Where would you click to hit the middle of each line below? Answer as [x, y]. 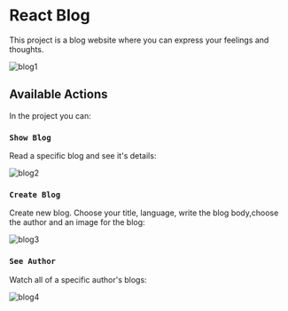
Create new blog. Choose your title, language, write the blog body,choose [144, 213]
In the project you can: [50, 115]
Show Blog [30, 137]
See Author [32, 261]
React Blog [50, 16]
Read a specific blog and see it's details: [83, 156]
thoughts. [27, 49]
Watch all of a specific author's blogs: [78, 279]
